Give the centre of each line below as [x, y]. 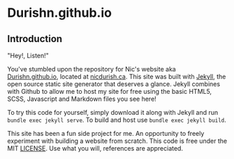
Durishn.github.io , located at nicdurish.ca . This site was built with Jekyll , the [117, 76]
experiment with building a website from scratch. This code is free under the [117, 141]
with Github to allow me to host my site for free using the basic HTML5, [109, 91]
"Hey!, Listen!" [28, 55]
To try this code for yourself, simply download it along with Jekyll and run [113, 112]
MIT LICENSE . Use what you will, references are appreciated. [95, 148]
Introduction [35, 39]
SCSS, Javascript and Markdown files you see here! [82, 99]
